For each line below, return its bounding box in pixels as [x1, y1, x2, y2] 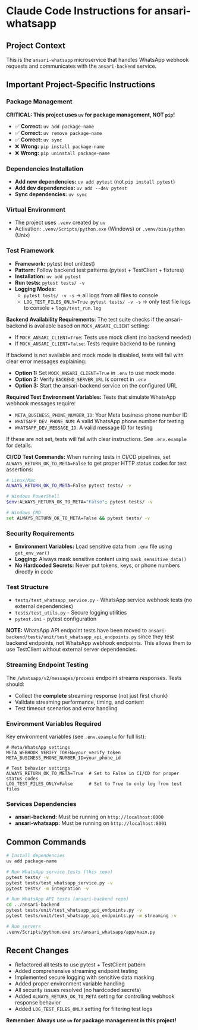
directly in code [14, 568, 54, 575]
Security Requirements [6, 529, 74, 537]
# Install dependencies [6, 853, 65, 859]
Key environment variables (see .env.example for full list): [6, 733, 146, 741]
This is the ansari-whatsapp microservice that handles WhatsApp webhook [6, 56, 189, 63]
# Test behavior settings [6, 766, 70, 771]
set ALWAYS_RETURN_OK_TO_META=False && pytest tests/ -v [6, 515, 150, 521]
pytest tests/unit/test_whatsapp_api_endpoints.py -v [6, 908, 143, 914]
